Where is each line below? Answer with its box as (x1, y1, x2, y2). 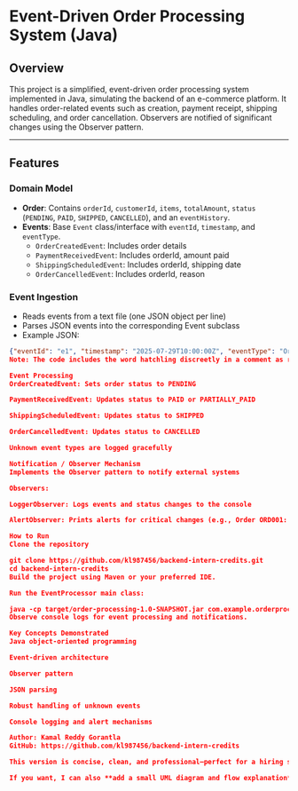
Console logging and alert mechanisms (9, 717, 153, 726)
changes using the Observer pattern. (9, 122, 145, 132)
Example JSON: (21, 329, 80, 340)
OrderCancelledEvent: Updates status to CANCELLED (9, 428, 200, 437)
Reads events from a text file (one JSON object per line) (21, 311, 226, 321)
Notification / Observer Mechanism (9, 459, 141, 468)
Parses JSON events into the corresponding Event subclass (21, 320, 240, 330)
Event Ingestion (9, 290, 78, 303)
